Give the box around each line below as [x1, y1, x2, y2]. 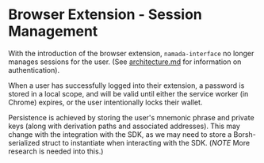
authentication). [8, 65, 60, 74]
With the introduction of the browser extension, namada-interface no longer [8, 48, 254, 58]
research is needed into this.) [8, 146, 104, 156]
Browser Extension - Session [8, 6, 202, 24]
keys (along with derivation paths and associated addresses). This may [8, 121, 240, 131]
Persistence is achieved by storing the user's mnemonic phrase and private [8, 112, 255, 122]
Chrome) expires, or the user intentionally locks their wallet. [8, 97, 203, 107]
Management [8, 22, 98, 40]
